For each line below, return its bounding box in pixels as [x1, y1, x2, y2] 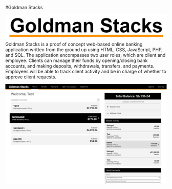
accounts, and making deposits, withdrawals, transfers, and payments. [5, 63, 155, 69]
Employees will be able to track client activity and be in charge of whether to [5, 69, 167, 75]
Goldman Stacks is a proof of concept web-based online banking [5, 41, 143, 48]
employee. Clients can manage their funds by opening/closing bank [5, 57, 148, 64]
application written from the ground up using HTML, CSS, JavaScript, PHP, [5, 47, 163, 53]
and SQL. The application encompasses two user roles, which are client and [5, 52, 166, 58]
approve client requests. [5, 74, 57, 80]
